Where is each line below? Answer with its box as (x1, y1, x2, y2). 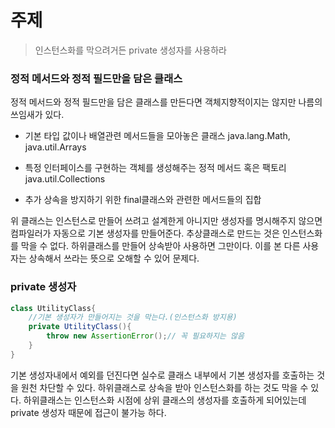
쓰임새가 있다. (10, 109, 65, 121)
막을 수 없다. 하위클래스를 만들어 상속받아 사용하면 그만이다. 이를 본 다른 (20, 240, 301, 252)
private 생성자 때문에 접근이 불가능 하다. (10, 406, 167, 418)
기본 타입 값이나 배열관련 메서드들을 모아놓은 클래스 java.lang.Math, (24, 130, 291, 142)
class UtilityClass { (10, 303, 97, 313)
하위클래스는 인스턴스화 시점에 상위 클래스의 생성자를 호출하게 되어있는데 (23, 394, 307, 406)
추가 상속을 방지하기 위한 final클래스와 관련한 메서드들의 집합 (24, 194, 262, 206)
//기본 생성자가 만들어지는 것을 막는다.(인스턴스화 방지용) (28, 312, 238, 323)
